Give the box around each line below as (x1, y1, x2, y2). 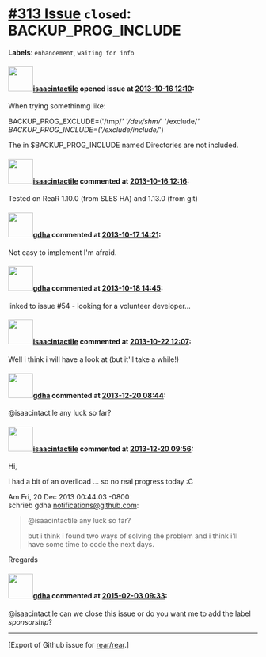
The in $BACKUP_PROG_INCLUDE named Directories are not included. (8, 140, 239, 150)
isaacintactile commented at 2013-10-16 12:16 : (32, 176, 190, 186)
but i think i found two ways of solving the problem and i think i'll (27, 531, 238, 541)
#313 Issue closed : (8, 5, 132, 23)
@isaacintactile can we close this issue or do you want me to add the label (8, 609, 251, 618)
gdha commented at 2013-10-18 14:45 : (32, 283, 164, 293)
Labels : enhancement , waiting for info (8, 47, 135, 57)
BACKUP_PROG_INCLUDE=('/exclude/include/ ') (8, 125, 164, 135)
